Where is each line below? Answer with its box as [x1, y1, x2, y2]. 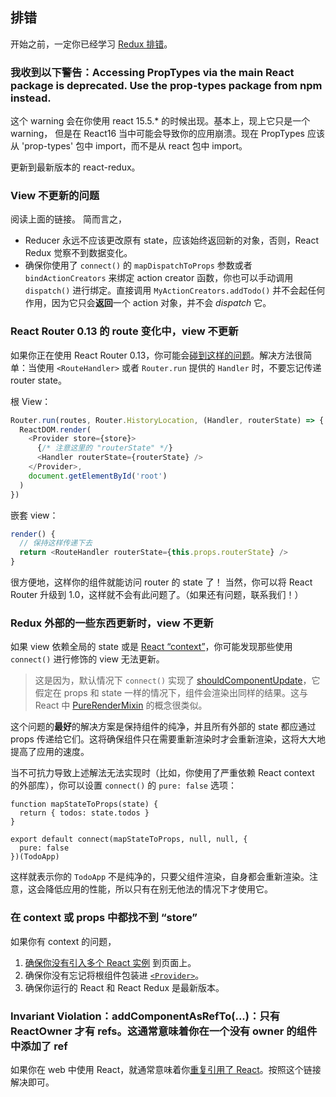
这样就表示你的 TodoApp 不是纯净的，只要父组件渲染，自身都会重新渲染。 [10, 871, 310, 883]
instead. [10, 91, 52, 105]
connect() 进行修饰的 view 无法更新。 [10, 653, 165, 665]
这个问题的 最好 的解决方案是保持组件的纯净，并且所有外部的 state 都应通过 [10, 721, 317, 733]
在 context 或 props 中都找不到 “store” [10, 911, 198, 925]
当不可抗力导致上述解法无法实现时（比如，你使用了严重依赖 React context [10, 767, 315, 779]
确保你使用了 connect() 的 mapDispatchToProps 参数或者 [24, 259, 253, 272]
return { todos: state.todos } [19, 808, 150, 818]
